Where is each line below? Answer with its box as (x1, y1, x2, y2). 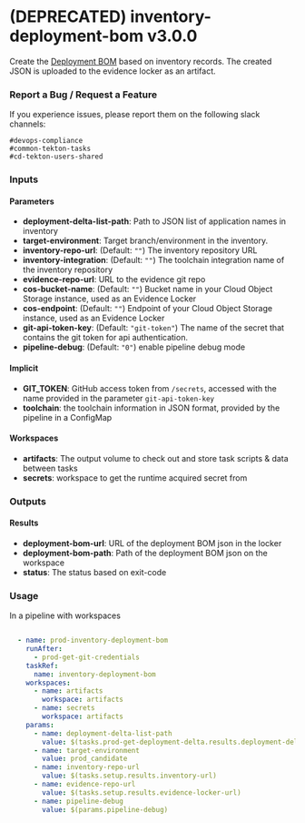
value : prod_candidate (42, 754, 128, 764)
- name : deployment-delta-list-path (33, 728, 172, 738)
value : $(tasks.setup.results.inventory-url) (42, 771, 218, 780)
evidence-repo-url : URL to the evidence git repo (22, 274, 206, 285)
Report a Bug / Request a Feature (9, 88, 157, 101)
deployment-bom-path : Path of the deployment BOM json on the (22, 547, 268, 558)
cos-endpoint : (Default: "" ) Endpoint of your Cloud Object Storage (22, 303, 273, 314)
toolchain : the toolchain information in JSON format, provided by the (22, 402, 280, 413)
